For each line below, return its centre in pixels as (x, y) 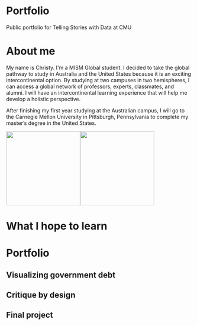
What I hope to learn (57, 226)
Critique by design (41, 295)
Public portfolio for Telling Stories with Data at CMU (69, 27)
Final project (30, 315)
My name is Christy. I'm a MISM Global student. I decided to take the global (98, 67)
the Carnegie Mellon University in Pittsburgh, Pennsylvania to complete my (97, 117)
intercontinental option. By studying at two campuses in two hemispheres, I (98, 80)
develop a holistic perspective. (43, 99)
